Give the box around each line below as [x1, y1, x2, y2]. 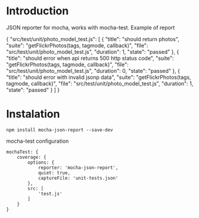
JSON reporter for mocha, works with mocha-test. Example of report [6, 24, 175, 31]
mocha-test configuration [6, 137, 69, 145]
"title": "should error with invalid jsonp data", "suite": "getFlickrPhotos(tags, [6, 73, 192, 81]
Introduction [6, 4, 69, 18]
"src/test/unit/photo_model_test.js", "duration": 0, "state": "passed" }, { [6, 67, 181, 74]
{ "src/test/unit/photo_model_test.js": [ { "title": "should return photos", [6, 35, 180, 42]
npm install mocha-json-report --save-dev [6, 127, 113, 133]
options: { [27, 159, 55, 165]
